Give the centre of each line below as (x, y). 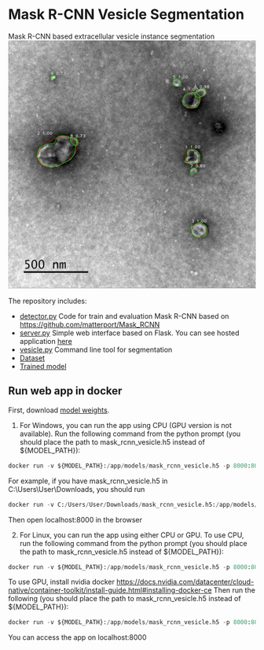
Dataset (32, 358)
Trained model (43, 366)
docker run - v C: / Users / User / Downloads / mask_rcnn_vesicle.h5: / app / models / (133, 504)
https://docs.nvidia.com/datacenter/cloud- (185, 582)
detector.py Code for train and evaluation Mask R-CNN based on (124, 316)
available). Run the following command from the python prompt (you (130, 434)
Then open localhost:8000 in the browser (75, 519)
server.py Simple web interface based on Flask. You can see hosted (129, 333)
